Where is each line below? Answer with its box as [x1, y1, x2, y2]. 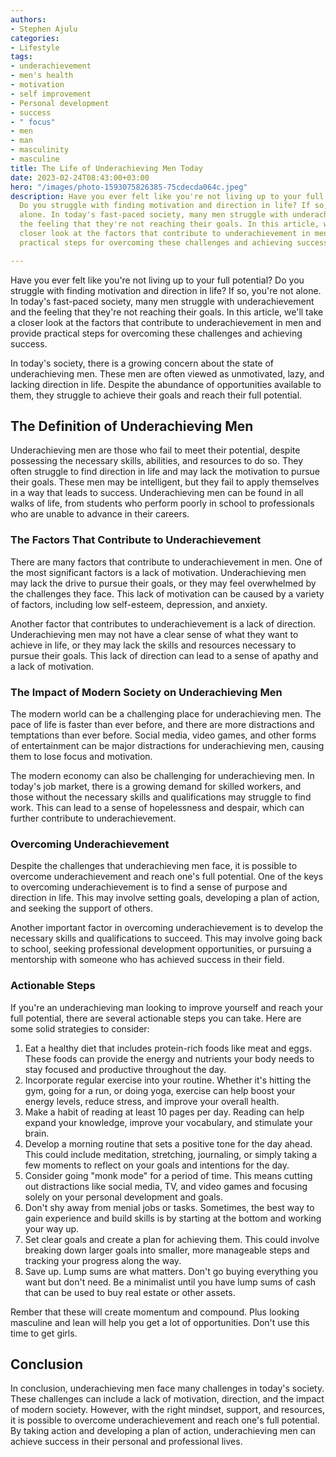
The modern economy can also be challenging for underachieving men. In [10, 770, 315, 782]
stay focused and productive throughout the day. [24, 1063, 227, 1075]
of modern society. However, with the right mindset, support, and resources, [10, 1404, 325, 1416]
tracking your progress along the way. [24, 1254, 182, 1266]
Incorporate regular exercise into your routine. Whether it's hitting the [24, 1074, 312, 1086]
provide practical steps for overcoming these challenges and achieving [10, 327, 303, 339]
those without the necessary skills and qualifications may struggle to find [10, 791, 312, 803]
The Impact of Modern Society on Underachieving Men [10, 685, 283, 699]
